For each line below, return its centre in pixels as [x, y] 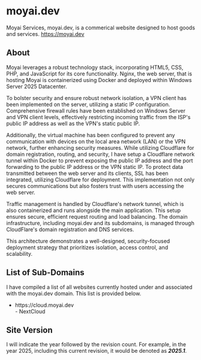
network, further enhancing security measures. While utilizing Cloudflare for [100, 147]
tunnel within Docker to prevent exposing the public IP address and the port [100, 161]
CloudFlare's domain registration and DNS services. [70, 229]
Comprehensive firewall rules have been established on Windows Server [96, 111]
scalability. [19, 253]
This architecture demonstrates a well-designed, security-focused [88, 241]
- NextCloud [30, 311]
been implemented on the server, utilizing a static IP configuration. [88, 104]
